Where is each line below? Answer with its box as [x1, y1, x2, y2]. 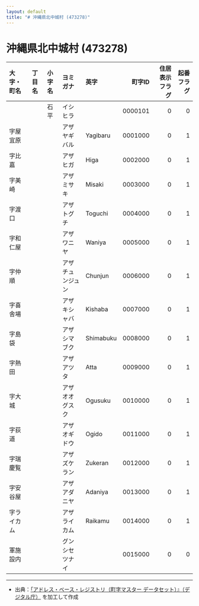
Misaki [85, 181, 104, 189]
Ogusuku [85, 396, 111, 405]
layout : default [6, 8, 46, 15]
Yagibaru [85, 131, 111, 140]
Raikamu [85, 517, 110, 525]
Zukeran [85, 459, 109, 467]
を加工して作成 [42, 594, 79, 601]
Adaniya [85, 488, 108, 496]
